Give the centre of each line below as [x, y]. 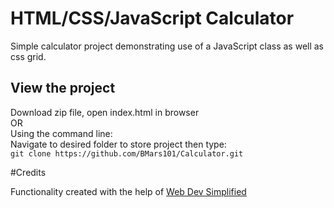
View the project [63, 88]
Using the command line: [61, 133]
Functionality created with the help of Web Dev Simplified [128, 191]
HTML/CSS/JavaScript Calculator [152, 18]
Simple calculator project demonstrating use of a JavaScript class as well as [167, 46]
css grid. [28, 56]
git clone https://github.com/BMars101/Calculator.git [127, 153]
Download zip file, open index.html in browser [105, 112]
